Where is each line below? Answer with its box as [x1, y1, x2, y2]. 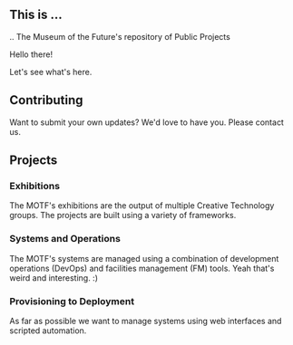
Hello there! [9, 49, 53, 60]
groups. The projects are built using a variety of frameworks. [9, 210, 237, 221]
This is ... [9, 7, 63, 23]
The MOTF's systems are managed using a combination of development [9, 253, 279, 264]
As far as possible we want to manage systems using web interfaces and [9, 315, 282, 326]
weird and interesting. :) [9, 272, 98, 283]
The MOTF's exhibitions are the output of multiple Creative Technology [9, 200, 275, 211]
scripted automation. [9, 325, 87, 336]
